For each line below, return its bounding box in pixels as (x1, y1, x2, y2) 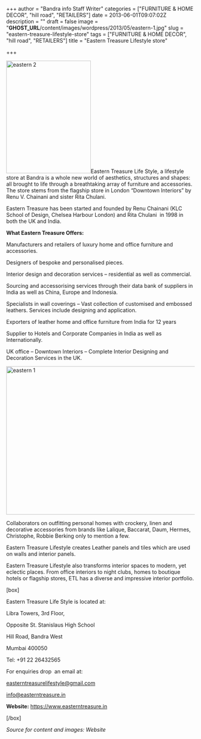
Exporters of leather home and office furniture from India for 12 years (6, 318, 176, 325)
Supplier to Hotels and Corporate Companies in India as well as (6, 330, 162, 337)
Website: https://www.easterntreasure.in (6, 703, 108, 710)
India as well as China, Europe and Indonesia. (6, 288, 118, 296)
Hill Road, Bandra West (6, 633, 63, 640)
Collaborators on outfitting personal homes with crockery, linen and (6, 520, 172, 526)
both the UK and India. (6, 217, 62, 225)
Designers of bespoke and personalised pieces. (6, 259, 124, 266)
